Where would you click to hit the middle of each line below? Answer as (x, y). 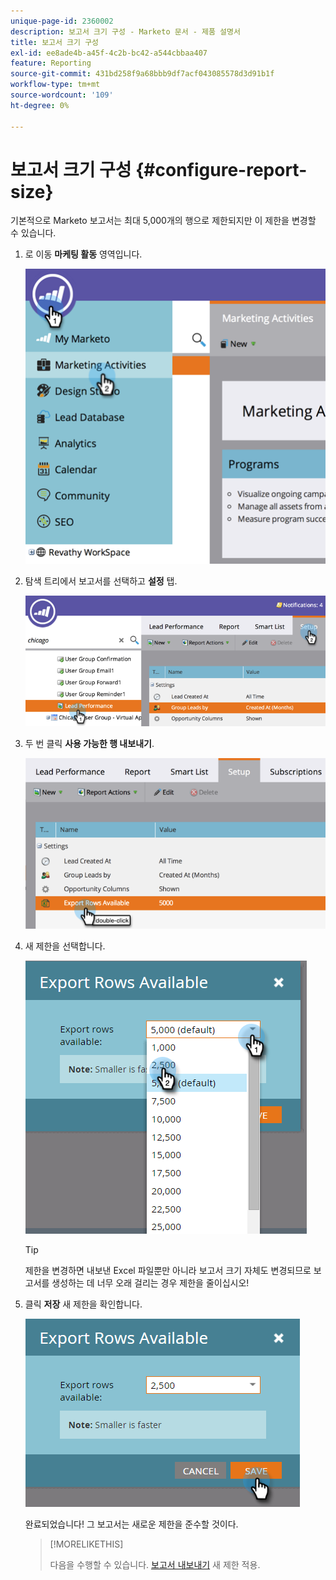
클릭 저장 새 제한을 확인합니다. (83, 1304)
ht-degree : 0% (40, 105)
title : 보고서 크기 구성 (55, 42)
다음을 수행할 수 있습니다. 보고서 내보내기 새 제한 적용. (155, 1564)
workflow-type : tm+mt (55, 85)
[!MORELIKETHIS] (86, 1544)
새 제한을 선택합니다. (65, 946)
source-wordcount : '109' (62, 95)
